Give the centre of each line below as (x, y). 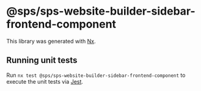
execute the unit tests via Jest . (45, 81)
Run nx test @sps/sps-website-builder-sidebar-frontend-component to (96, 75)
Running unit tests (42, 60)
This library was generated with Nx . (51, 41)
